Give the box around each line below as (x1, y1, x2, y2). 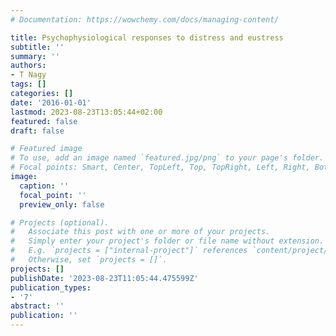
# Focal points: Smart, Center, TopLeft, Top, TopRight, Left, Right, (10, 162, 311, 173)
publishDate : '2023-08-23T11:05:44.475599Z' (10, 273, 199, 283)
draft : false (10, 126, 65, 136)
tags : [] (10, 79, 47, 90)
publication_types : (10, 282, 92, 293)
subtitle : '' (10, 42, 65, 52)
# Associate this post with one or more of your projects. (10, 227, 271, 237)
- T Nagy (10, 70, 47, 80)
